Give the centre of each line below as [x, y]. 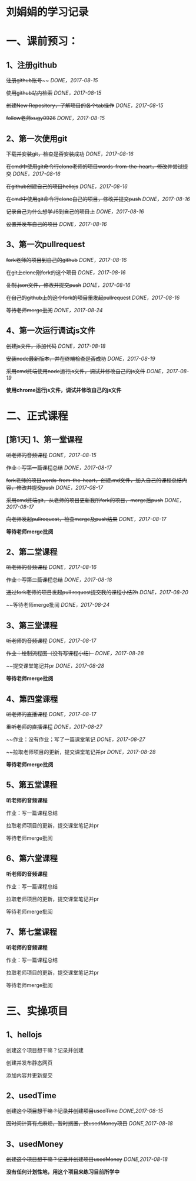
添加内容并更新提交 [29, 1075]
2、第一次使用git [37, 139]
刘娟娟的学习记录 [48, 12]
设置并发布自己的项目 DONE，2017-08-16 [57, 224]
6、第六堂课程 [32, 858]
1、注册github [32, 65]
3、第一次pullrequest [46, 245]
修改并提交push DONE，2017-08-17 [60, 487]
